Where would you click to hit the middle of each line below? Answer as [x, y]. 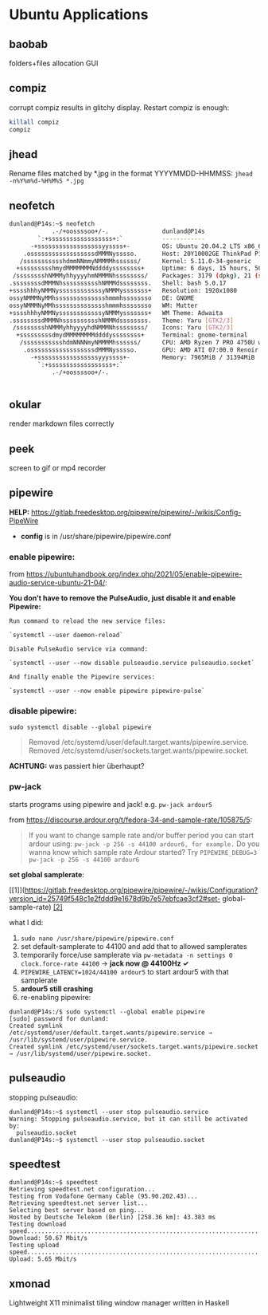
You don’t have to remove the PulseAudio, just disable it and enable [122, 598]
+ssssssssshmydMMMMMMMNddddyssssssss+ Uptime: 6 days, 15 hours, [134, 269]
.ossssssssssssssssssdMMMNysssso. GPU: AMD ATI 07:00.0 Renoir [141, 350]
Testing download [38, 1224]
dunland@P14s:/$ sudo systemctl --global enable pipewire [107, 1012]
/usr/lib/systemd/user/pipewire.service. [79, 1039]
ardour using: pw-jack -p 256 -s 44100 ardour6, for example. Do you [144, 844]
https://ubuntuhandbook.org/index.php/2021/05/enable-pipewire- [134, 574]
